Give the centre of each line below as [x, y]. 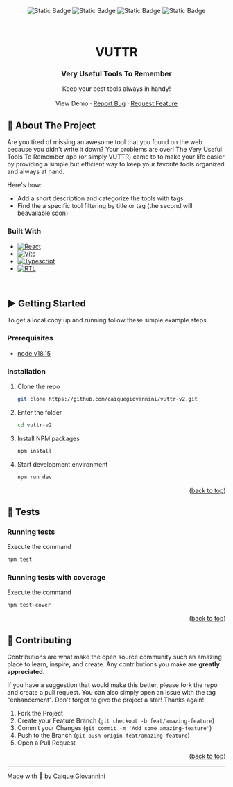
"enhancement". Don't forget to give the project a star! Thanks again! [106, 700]
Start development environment [62, 464]
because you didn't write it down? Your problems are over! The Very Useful [115, 150]
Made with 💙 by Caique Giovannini [56, 776]
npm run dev [34, 477]
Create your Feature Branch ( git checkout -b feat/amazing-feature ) [116, 720]
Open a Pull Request [46, 743]
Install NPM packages [48, 438]
